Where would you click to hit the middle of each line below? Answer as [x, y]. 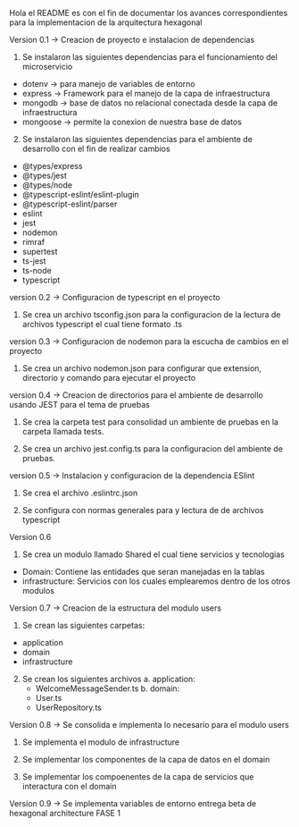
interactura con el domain [69, 786]
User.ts [49, 698]
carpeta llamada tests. [63, 431]
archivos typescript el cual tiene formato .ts [102, 324]
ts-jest [34, 261]
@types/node [47, 185]
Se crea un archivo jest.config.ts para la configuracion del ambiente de [153, 449]
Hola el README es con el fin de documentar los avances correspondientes [149, 13]
